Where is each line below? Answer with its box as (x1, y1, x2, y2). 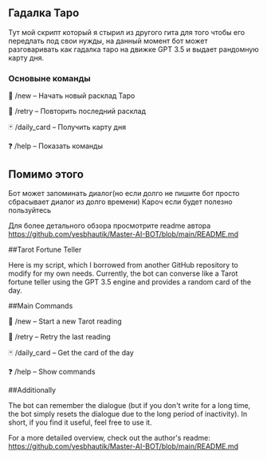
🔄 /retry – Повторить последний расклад (8, 107, 146, 116)
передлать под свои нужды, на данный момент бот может (8, 36, 208, 45)
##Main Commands (8, 300, 73, 310)
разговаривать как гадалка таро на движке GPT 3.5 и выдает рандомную (8, 44, 259, 54)
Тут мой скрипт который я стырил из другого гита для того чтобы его (8, 27, 245, 37)
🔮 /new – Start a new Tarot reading (8, 316, 122, 326)
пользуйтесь (8, 205, 52, 214)
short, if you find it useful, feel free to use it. (8, 418, 153, 427)
